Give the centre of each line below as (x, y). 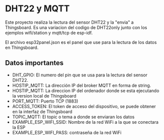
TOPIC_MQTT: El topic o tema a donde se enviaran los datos (73, 117)
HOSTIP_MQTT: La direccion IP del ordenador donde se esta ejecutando (86, 90)
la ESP (19, 127)
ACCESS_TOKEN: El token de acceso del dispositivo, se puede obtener (84, 106)
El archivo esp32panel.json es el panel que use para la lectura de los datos (81, 42)
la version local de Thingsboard (44, 96)
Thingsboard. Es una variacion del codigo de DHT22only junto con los (76, 27)
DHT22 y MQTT (37, 9)
